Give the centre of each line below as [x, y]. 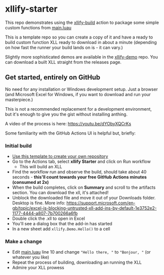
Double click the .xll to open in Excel [49, 218]
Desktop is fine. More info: [39, 203]
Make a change [24, 241]
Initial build [19, 146]
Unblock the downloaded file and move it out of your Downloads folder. [84, 198]
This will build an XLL [41, 167]
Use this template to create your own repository [60, 157]
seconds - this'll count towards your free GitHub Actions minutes [79, 177]
